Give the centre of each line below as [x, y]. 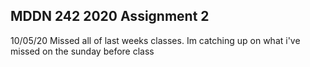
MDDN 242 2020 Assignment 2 [110, 16]
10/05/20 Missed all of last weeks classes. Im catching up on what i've [155, 40]
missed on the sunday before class [82, 51]
